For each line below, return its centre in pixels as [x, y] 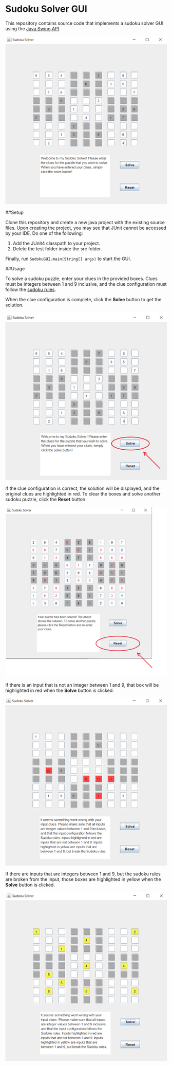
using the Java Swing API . [33, 28]
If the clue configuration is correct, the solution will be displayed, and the [82, 488]
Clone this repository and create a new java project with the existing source [85, 222]
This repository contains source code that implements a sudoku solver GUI [84, 23]
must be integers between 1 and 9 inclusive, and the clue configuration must [86, 284]
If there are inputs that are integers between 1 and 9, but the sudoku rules [83, 874]
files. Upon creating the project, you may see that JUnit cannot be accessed [86, 228]
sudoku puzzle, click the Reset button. [46, 499]
